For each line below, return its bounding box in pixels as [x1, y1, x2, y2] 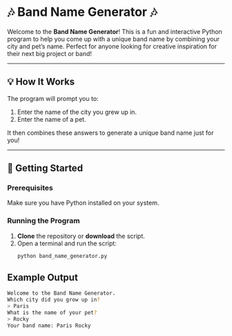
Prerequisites [7, 183, 53, 193]
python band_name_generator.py [17, 252, 108, 259]
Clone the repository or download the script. [17, 232, 145, 240]
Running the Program [7, 216, 81, 225]
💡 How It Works [7, 76, 75, 88]
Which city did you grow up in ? [7, 297, 100, 304]
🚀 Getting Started [7, 162, 84, 174]
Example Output [7, 272, 78, 283]
